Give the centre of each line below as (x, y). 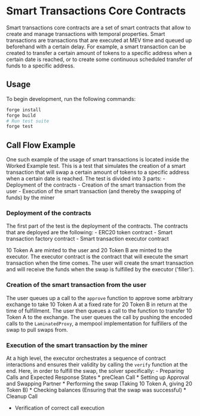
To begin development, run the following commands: (71, 99)
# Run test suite (28, 121)
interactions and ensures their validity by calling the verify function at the (97, 364)
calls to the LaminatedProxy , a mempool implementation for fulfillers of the (97, 323)
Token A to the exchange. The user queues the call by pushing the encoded (99, 317)
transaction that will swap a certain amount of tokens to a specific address (98, 172)
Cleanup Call (22, 396)
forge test (20, 127)
